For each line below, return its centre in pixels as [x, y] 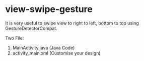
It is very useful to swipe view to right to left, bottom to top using [72, 23]
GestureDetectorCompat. [31, 28]
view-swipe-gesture [49, 9]
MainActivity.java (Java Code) [44, 47]
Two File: [15, 38]
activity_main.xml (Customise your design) [56, 53]
